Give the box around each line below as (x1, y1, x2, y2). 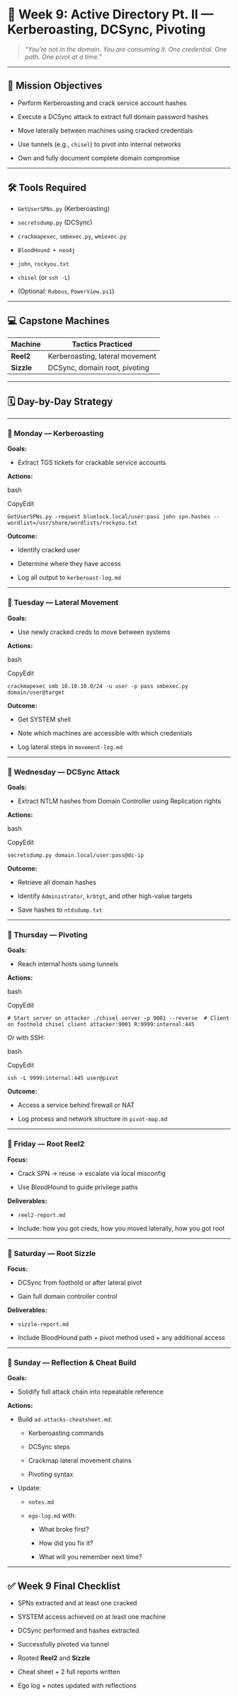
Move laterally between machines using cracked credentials (17, 126, 193, 134)
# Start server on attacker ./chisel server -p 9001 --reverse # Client (7, 1015, 230, 1022)
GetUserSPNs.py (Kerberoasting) (17, 204, 110, 212)
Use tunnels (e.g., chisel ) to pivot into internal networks (17, 140, 182, 148)
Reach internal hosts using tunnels (17, 960, 119, 968)
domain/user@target (7, 689, 65, 696)
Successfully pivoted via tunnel (17, 1640, 110, 1649)
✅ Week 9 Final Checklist (7, 1580, 120, 1592)
